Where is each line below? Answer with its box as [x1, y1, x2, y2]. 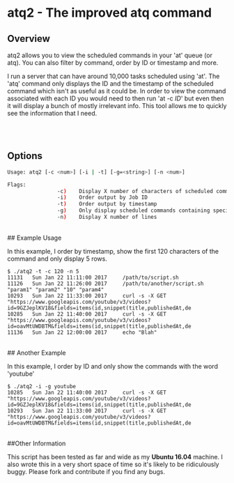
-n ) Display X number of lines [56, 214, 157, 221]
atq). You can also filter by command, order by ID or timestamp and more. [7, 59, 219, 67]
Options [7, 150, 43, 162]
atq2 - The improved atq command [7, 5, 212, 21]
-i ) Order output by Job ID [56, 194, 148, 201]
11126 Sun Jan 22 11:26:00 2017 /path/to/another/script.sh [7, 280, 204, 287]
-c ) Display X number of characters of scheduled [56, 187, 214, 194]
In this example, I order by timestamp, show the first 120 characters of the [7, 247, 219, 255]
